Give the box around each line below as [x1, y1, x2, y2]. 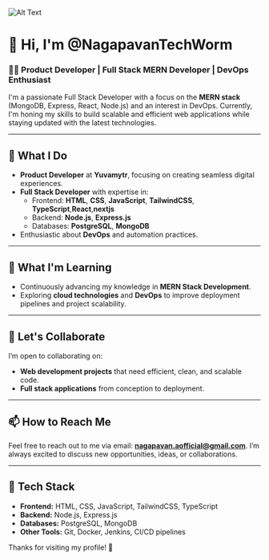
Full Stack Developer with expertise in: [19, 187, 149, 197]
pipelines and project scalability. [19, 299, 126, 309]
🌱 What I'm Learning [8, 261, 112, 274]
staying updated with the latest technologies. [8, 118, 157, 128]
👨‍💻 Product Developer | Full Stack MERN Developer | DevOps [8, 64, 249, 75]
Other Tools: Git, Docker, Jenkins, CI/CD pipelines [19, 526, 187, 537]
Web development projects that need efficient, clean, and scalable [19, 366, 243, 376]
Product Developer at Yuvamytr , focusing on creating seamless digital [19, 170, 255, 180]
